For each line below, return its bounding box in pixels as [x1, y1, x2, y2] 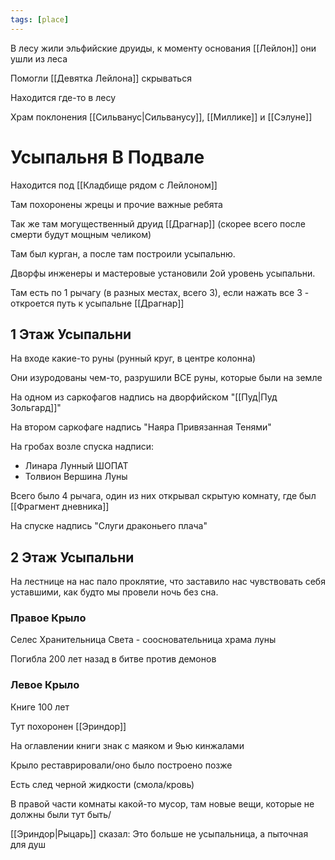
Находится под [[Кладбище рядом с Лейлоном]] [10, 179, 218, 191]
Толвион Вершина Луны [24, 471, 128, 483]
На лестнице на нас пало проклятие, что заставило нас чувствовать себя [10, 576, 326, 588]
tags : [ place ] [10, 14, 70, 25]
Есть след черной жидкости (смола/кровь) [10, 778, 195, 790]
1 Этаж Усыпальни [10, 326, 132, 343]
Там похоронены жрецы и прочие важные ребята [10, 198, 223, 210]
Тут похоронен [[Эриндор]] [10, 720, 127, 732]
